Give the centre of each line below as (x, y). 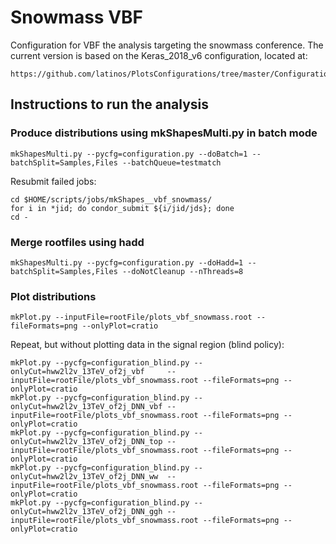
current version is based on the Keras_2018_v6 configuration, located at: (159, 55)
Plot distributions (53, 296)
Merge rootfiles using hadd (77, 242)
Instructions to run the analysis (109, 104)
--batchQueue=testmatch (171, 162)
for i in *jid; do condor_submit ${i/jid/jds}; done (122, 208)
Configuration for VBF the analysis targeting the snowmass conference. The (167, 45)
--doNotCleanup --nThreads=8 (182, 271)
